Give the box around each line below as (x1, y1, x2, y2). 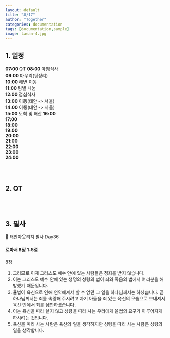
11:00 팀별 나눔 (5, 85, 36, 91)
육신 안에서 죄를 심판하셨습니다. (12, 302, 76, 308)
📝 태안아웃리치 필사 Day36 (5, 234, 59, 240)
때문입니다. (26, 282, 48, 288)
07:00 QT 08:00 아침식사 (5, 66, 59, 72)
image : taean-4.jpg (5, 31, 47, 36)
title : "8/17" (5, 12, 36, 17)
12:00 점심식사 (5, 91, 36, 98)
